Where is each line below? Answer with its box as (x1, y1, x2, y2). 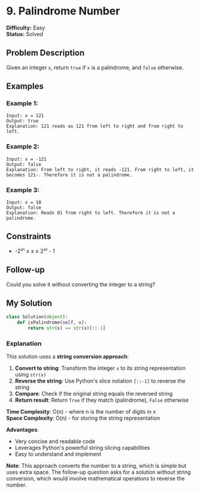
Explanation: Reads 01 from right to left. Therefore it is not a (6, 210, 175, 216)
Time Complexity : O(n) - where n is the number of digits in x (6, 408, 156, 416)
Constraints (6, 231, 51, 241)
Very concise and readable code (14, 438, 96, 445)
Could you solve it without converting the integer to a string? (6, 280, 156, 288)
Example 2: (6, 142, 40, 151)
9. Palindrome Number (6, 4, 120, 18)
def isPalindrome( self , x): (17, 319, 87, 325)
